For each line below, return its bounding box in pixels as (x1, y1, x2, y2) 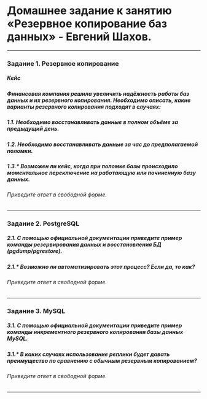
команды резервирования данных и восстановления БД (7, 241, 162, 249)
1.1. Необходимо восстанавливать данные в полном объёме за (7, 118, 179, 126)
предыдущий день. (7, 125, 60, 133)
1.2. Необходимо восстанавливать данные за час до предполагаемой (7, 141, 198, 148)
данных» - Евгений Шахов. (7, 30, 152, 44)
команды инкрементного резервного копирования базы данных (7, 328, 184, 336)
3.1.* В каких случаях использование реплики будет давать (7, 351, 170, 358)
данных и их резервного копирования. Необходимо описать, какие (7, 96, 191, 104)
